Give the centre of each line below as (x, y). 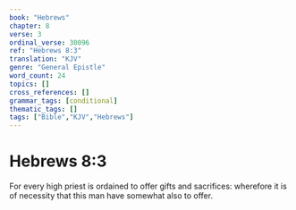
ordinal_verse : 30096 (50, 42)
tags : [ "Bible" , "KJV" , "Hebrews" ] (72, 117)
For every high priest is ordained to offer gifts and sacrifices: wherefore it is (148, 186)
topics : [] (30, 84)
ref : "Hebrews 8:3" (46, 51)
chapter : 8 (30, 26)
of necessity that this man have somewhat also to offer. (111, 196)
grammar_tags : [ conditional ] (63, 101)
